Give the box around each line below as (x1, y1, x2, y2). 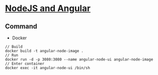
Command (5, 22, 37, 30)
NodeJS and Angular (5, 3, 91, 14)
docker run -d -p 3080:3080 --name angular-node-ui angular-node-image (5, 57, 153, 62)
